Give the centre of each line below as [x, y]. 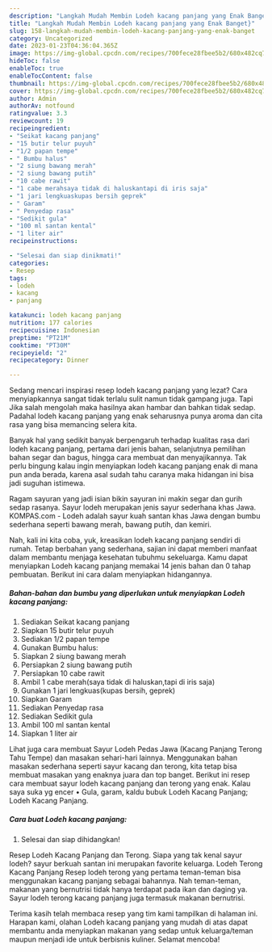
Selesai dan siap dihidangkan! [70, 840]
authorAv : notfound [42, 106]
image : [20, 53]
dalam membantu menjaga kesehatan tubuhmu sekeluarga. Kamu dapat [129, 557]
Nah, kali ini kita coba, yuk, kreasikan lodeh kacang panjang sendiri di [125, 540]
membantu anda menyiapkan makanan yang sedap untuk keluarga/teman [131, 931]
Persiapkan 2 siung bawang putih [76, 665]
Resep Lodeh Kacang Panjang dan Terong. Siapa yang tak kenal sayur [126, 855]
